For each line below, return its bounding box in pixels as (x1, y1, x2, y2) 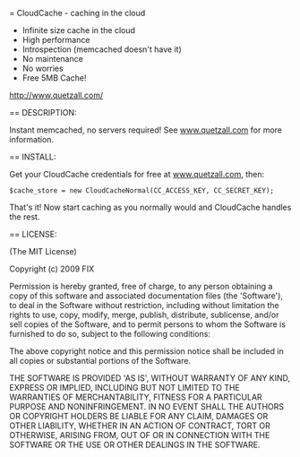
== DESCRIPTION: (9, 108, 77, 117)
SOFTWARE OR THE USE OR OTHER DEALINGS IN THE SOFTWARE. (9, 439, 261, 450)
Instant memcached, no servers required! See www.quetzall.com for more (9, 125, 283, 135)
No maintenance (21, 54, 83, 64)
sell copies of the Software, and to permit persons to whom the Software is (9, 319, 287, 330)
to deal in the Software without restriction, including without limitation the (9, 300, 279, 310)
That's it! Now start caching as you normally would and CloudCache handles (9, 202, 292, 212)
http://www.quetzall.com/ (9, 90, 104, 100)
